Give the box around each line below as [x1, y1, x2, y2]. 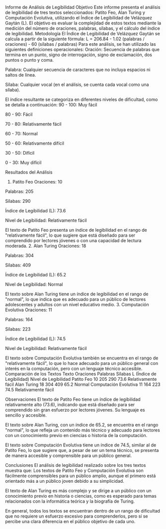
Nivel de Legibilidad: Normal [5, 281, 63, 287]
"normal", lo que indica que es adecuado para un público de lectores [5, 296, 146, 302]
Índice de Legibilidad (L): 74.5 [5, 336, 66, 342]
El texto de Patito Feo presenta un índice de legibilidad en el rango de [5, 227, 148, 233]
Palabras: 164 [5, 317, 33, 322]
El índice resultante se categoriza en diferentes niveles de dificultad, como [5, 96, 158, 102]
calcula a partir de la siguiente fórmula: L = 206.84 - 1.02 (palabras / [5, 36, 145, 42]
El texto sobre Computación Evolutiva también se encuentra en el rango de [5, 355, 159, 361]
